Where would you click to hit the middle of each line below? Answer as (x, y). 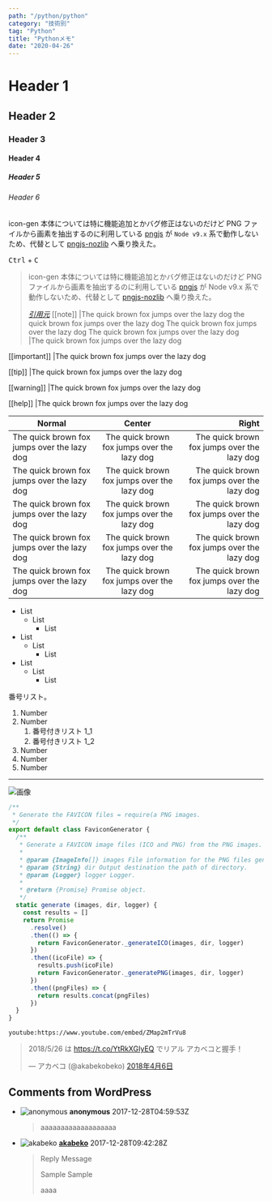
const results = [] (56, 913)
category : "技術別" (39, 24)
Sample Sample (66, 1174)
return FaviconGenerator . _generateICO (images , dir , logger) (141, 943)
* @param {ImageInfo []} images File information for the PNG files (135, 860)
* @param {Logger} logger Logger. (77, 875)
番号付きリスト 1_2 (64, 741)
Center (138, 423)
